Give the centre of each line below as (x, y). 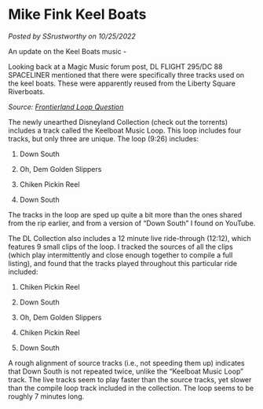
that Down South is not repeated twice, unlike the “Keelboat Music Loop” (126, 371)
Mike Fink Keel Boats (77, 15)
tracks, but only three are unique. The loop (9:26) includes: (103, 138)
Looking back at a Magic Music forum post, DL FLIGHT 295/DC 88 (115, 66)
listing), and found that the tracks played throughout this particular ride (123, 263)
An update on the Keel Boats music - (68, 51)
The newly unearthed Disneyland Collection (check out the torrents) (118, 122)
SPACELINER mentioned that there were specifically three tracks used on (126, 75)
